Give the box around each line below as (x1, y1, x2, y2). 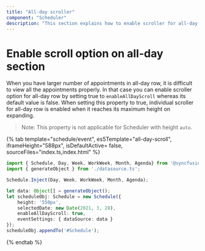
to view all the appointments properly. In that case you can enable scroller (6, 86, 192, 93)
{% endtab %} (6, 238, 43, 246)
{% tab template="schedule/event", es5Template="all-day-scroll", (6, 135, 172, 143)
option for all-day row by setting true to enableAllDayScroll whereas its (6, 93, 186, 100)
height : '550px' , (17, 199, 62, 205)
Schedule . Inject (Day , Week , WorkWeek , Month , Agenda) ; (6, 177, 149, 183)
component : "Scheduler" (6, 15, 67, 21)
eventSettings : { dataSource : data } (17, 216, 113, 222)
